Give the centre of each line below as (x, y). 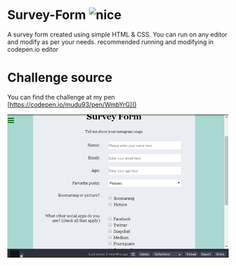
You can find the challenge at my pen (61, 97)
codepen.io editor (33, 49)
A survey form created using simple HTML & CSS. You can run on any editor (117, 34)
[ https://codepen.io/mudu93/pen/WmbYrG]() (72, 104)
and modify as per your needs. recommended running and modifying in (111, 41)
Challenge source (60, 78)
